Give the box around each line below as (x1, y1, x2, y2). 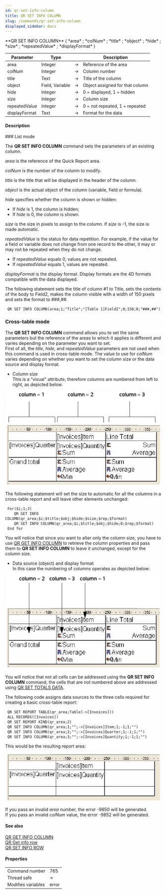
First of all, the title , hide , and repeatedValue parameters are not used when (5, 345, 160, 351)
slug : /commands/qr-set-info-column (5, 18, 81, 23)
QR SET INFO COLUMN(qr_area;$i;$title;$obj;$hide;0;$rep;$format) (14, 521, 154, 526)
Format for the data (83, 110, 122, 116)
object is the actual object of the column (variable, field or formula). (5, 187, 143, 193)
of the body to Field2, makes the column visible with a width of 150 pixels (5, 291, 155, 298)
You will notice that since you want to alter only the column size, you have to (5, 534, 161, 541)
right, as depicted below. (12, 381, 63, 387)
